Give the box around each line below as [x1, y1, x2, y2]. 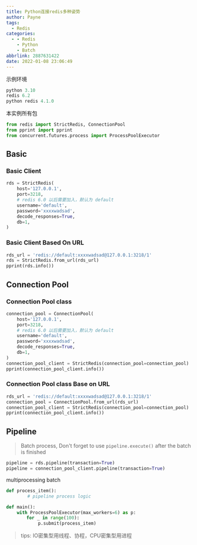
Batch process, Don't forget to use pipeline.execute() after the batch [20, 442, 191, 449]
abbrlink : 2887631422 [6, 53, 60, 59]
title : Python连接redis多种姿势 [6, 8, 81, 15]
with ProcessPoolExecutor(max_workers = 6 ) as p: [17, 509, 136, 515]
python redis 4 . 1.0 [6, 99, 54, 104]
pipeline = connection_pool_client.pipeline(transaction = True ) [6, 465, 166, 472]
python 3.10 [6, 87, 35, 93]
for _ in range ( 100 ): [26, 515, 80, 521]
